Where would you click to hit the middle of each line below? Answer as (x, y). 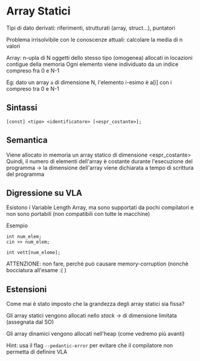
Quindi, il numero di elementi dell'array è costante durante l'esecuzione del (100, 161)
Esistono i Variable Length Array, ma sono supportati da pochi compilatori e (100, 207)
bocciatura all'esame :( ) (36, 270)
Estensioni (27, 289)
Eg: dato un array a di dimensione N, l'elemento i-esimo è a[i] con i (89, 82)
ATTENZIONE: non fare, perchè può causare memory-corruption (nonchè (97, 264)
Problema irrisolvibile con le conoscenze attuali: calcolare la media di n (95, 39)
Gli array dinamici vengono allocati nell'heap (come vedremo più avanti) (95, 334)
